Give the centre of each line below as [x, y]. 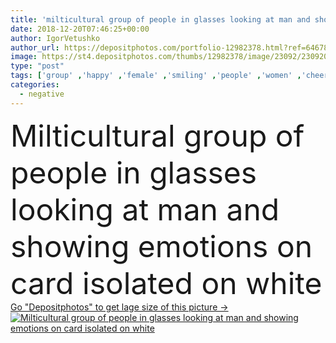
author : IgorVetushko [55, 38]
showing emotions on [161, 246]
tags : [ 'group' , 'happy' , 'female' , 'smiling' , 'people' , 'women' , [156, 76]
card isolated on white [166, 283]
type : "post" [37, 66]
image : [24, 57]
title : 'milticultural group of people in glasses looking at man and [160, 19]
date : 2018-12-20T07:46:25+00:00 [80, 29]
